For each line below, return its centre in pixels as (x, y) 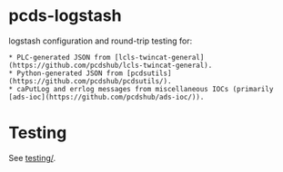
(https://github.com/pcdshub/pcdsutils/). (90, 81)
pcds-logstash (65, 16)
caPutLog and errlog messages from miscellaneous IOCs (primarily (145, 89)
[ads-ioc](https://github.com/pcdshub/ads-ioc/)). (106, 97)
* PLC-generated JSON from (60, 57)
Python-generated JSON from (70, 73)
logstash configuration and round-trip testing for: (101, 41)
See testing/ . (32, 158)
